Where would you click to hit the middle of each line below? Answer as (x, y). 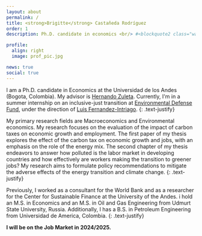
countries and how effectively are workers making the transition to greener (99, 159)
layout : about (24, 12)
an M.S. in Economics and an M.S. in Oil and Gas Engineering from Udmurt (99, 203)
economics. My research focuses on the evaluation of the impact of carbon (99, 127)
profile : (17, 45)
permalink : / (23, 17)
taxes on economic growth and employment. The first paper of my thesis (96, 134)
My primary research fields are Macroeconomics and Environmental (90, 120)
